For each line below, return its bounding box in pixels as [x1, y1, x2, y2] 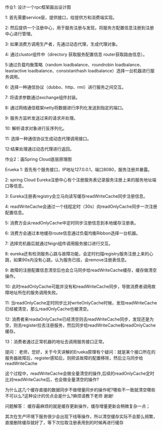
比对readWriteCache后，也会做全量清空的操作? [5, 377, 99, 382]
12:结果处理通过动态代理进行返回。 [5, 146, 74, 152]
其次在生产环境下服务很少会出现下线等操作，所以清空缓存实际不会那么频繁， [5, 414, 158, 419]
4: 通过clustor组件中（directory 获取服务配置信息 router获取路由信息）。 [5, 51, 147, 57]
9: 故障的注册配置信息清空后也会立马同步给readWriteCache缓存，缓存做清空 [5, 267, 157, 273]
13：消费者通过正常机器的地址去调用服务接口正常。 [5, 339, 107, 344]
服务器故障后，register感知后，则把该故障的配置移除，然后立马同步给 [5, 355, 144, 361]
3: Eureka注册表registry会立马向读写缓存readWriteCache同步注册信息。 [5, 193, 148, 199]
